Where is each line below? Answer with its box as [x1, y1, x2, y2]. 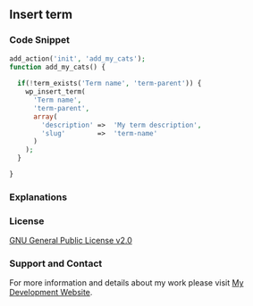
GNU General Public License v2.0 [9, 236, 132, 246]
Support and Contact [9, 258, 103, 270]
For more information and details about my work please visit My [9, 277, 244, 288]
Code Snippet [9, 34, 70, 46]
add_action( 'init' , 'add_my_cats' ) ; [9, 54, 146, 63]
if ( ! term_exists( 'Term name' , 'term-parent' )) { [17, 79, 202, 88]
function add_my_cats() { [9, 62, 105, 71]
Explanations [9, 191, 68, 203]
